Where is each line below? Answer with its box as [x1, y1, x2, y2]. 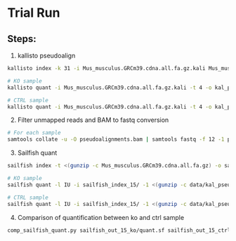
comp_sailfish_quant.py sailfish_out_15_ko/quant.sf [7, 226, 165, 234]
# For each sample [7, 130, 61, 137]
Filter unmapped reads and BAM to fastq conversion [17, 116, 169, 124]
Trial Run [7, 5, 60, 21]
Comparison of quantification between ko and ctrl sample [17, 213, 185, 221]
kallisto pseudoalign [17, 51, 76, 60]
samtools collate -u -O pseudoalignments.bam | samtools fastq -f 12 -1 [7, 136, 225, 143]
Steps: [7, 33, 37, 45]
